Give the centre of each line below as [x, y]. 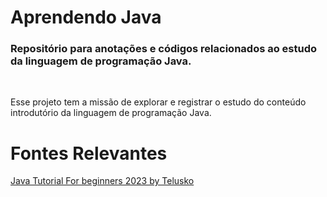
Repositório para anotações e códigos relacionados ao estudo [164, 49]
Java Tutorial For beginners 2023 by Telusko [102, 181]
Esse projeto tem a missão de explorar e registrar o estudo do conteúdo [158, 102]
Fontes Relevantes [89, 153]
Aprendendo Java [86, 17]
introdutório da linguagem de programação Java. [111, 113]
